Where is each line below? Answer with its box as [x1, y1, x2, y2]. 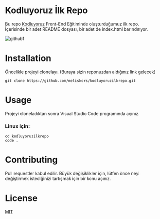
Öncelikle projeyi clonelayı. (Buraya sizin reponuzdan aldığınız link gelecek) [5, 69, 156, 75]
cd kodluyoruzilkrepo [5, 134, 49, 139]
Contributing [5, 154, 58, 165]
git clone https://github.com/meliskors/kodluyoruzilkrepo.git [5, 78, 136, 83]
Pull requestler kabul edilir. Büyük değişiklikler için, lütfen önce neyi [5, 171, 140, 177]
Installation [5, 53, 52, 64]
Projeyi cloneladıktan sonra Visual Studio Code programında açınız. [5, 110, 140, 117]
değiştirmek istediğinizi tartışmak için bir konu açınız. [5, 176, 111, 181]
